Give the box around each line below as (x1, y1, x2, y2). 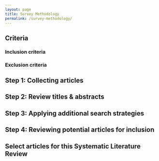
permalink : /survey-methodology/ (5, 16, 72, 21)
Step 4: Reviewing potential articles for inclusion (5, 126, 155, 134)
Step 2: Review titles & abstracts (5, 93, 105, 101)
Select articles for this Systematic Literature (5, 142, 141, 150)
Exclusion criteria (5, 61, 47, 68)
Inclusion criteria (5, 48, 46, 55)
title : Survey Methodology (5, 12, 59, 16)
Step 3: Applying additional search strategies (5, 109, 145, 117)
